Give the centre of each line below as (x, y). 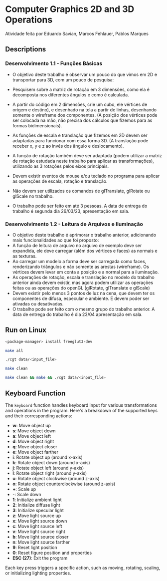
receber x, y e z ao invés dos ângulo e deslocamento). (68, 146)
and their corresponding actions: (39, 416)
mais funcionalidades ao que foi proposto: (56, 240)
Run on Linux (26, 330)
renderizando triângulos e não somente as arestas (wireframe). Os (81, 267)
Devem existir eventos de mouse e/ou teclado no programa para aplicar (86, 176)
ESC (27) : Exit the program (40, 558)
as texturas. (24, 256)
